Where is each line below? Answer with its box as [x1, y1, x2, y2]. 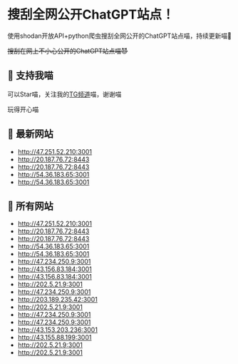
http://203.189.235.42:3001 [17, 295, 98, 304]
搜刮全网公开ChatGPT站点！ [7, 6, 175, 23]
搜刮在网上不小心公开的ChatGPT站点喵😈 [7, 46, 128, 55]
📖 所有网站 [7, 200, 53, 212]
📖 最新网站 [7, 128, 53, 140]
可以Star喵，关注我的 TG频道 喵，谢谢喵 [7, 90, 122, 98]
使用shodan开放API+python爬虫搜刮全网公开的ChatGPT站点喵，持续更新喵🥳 [7, 31, 232, 40]
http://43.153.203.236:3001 [17, 325, 98, 334]
